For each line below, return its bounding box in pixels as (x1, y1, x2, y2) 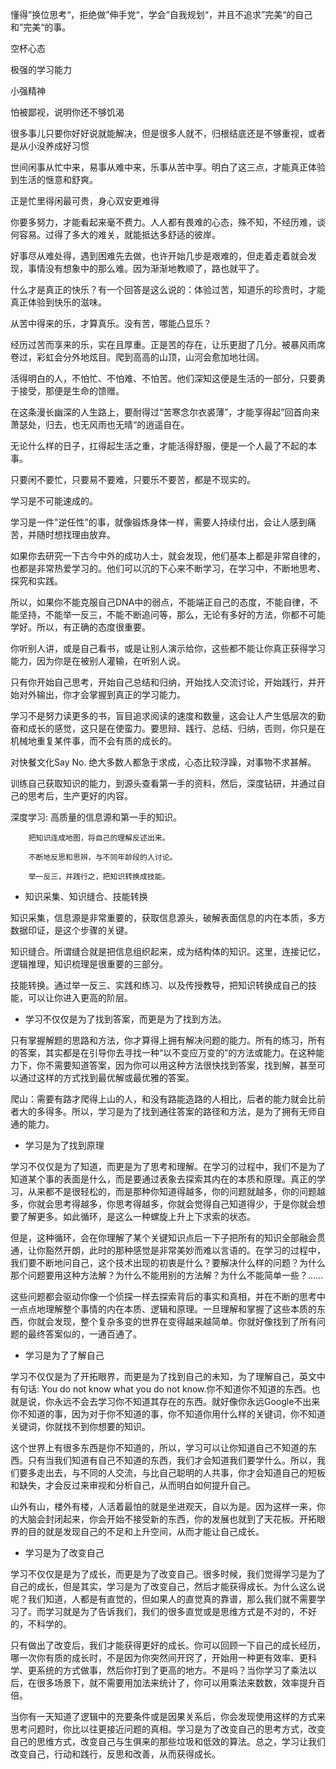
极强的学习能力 (10, 64, 72, 75)
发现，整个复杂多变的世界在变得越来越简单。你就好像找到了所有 (53, 1316, 317, 1327)
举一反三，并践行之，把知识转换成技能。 (28, 872, 170, 882)
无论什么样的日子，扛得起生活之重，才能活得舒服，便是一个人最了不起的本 (10, 440, 317, 452)
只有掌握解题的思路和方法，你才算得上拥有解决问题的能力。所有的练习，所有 (10, 1034, 326, 1046)
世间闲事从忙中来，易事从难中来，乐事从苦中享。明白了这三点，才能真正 (10, 161, 308, 173)
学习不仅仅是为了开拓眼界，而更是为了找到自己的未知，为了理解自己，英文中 (10, 1371, 326, 1382)
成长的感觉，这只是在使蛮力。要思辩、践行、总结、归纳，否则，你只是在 (27, 723, 326, 734)
